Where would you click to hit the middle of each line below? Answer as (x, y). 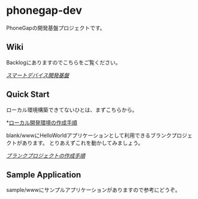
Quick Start (28, 95)
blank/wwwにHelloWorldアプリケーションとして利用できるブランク (89, 135)
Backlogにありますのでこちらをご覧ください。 (64, 62)
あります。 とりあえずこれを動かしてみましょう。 (83, 142)
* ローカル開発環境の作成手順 (42, 122)
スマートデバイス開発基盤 (38, 75)
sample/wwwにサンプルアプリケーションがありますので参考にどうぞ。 (94, 190)
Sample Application (44, 175)
